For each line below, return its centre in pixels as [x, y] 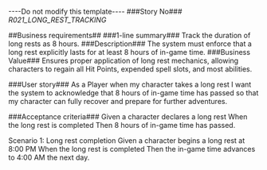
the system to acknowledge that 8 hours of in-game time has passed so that [133, 93]
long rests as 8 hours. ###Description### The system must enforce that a [130, 44]
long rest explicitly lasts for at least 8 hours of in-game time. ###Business [130, 52]
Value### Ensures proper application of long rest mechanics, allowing [124, 60]
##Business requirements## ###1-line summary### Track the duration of [130, 35]
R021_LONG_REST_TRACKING [57, 20]
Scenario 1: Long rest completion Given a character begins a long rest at [127, 141]
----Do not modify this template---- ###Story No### [95, 12]
